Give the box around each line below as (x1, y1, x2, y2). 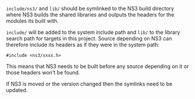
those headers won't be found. (6, 69, 81, 76)
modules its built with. (6, 18, 59, 24)
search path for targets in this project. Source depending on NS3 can (6, 35, 172, 42)
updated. (6, 87, 28, 93)
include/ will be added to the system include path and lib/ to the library (6, 29, 180, 36)
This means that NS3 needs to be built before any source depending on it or (6, 63, 189, 70)
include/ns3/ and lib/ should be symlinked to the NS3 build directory (6, 5, 174, 12)
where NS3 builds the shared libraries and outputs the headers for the (6, 11, 175, 18)
